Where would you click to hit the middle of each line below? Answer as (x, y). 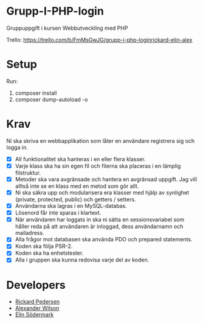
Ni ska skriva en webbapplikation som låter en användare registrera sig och (101, 140)
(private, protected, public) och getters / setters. (75, 199)
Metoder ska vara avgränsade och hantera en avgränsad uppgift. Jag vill (106, 179)
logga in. (17, 147)
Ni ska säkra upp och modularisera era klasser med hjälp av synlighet (102, 192)
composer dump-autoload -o (51, 99)
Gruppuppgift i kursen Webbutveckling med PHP (67, 28)
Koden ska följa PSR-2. (44, 246)
